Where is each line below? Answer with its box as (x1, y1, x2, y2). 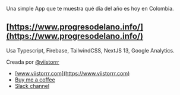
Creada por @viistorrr (6, 58, 59, 65)
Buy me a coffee (14, 76, 55, 83)
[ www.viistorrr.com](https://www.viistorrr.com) (14, 70, 130, 77)
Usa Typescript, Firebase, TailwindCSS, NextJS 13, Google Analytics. (6, 47, 175, 54)
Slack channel (14, 82, 49, 89)
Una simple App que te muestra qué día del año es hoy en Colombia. (6, 5, 174, 12)
